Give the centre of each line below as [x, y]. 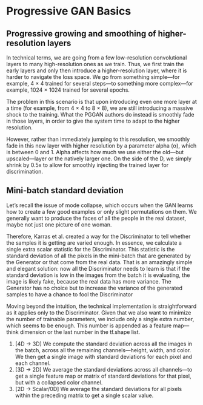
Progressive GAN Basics [69, 11]
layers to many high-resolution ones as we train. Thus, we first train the [95, 64]
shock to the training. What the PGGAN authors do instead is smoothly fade [100, 114]
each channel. [33, 363]
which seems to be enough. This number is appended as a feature [89, 325]
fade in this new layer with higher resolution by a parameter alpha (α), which [101, 146]
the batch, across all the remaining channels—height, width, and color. [103, 350]
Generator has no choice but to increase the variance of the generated [95, 288]
